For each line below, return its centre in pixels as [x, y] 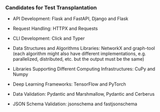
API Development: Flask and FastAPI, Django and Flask [71, 19]
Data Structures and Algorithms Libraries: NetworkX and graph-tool [84, 48]
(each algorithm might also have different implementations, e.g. [79, 54]
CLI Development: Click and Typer [49, 38]
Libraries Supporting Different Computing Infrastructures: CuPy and [84, 69]
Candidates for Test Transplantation [51, 8]
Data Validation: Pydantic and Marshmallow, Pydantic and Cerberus [84, 94]
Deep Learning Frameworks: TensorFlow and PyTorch [69, 84]
